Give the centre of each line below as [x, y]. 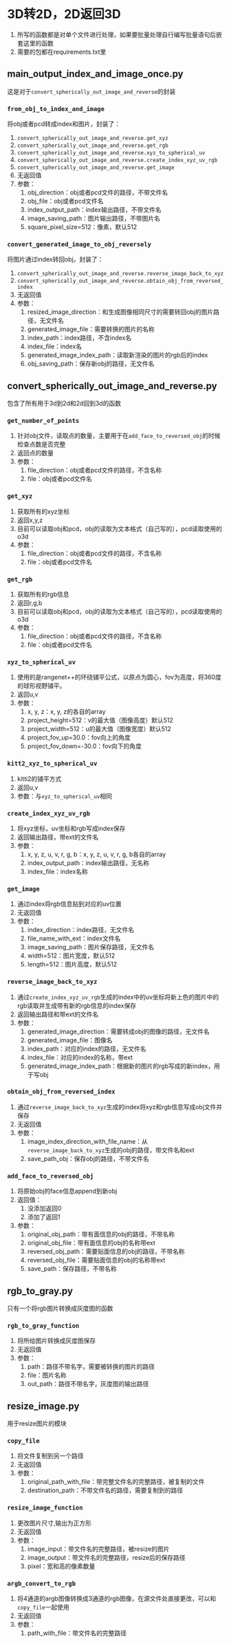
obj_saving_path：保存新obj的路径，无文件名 [91, 364]
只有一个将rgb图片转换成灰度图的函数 [60, 1308]
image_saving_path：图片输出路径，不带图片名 [93, 219]
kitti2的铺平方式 [39, 779]
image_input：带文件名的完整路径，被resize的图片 [98, 1549]
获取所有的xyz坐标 [43, 511]
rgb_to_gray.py [40, 1291]
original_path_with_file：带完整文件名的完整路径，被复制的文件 [116, 1482]
